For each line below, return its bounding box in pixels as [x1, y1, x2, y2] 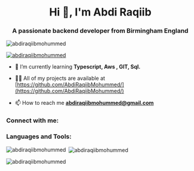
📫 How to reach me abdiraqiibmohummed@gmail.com [14, 100, 154, 107]
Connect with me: [6, 116, 59, 125]
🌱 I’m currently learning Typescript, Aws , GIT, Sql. [14, 63, 141, 70]
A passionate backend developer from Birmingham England [12, 27, 189, 35]
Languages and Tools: [6, 132, 72, 141]
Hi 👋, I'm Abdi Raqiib [49, 5, 152, 19]
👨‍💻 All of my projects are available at [14, 74, 106, 82]
